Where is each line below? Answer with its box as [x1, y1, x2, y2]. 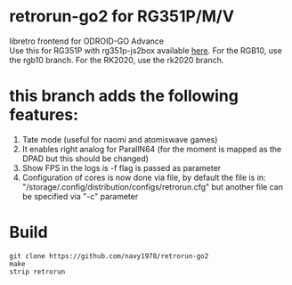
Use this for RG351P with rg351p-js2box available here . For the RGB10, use [9, 45, 282, 55]
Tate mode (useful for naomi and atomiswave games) [21, 134, 218, 144]
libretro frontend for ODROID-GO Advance [9, 36, 165, 46]
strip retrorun [9, 267, 66, 276]
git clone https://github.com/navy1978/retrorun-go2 [9, 251, 209, 260]
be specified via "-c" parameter [21, 191, 139, 201]
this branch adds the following [9, 86, 239, 106]
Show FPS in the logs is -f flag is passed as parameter [21, 162, 222, 173]
